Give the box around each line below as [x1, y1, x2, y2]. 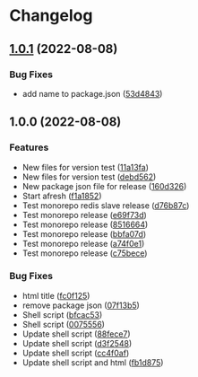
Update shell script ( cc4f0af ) [22, 347, 130, 358]
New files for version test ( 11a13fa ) [22, 162, 150, 172]
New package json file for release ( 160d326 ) [22, 180, 187, 191]
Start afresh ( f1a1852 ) [22, 190, 102, 201]
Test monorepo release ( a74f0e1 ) [22, 238, 145, 249]
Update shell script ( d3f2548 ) [22, 338, 133, 348]
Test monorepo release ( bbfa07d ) [22, 228, 147, 239]
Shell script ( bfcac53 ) [22, 309, 103, 320]
